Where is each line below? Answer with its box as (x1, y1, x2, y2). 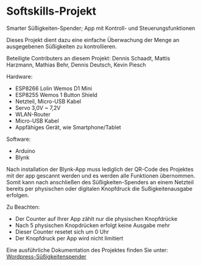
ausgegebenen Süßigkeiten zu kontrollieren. (6, 43, 117, 50)
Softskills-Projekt (6, 4, 96, 18)
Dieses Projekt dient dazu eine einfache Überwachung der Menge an (6, 36, 180, 43)
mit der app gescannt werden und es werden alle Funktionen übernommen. (6, 172, 196, 179)
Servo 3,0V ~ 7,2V (15, 104, 61, 111)
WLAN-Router (15, 110, 51, 118)
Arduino (15, 147, 35, 154)
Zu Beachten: (6, 203, 40, 210)
